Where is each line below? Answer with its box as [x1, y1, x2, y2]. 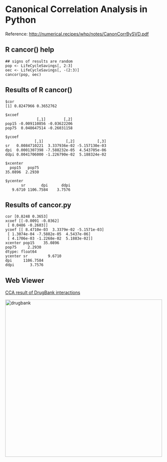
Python [5, 14, 36, 26]
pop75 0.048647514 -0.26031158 [5, 125, 73, 130]
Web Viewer [5, 276, 44, 285]
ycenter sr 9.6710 [5, 254, 62, 259]
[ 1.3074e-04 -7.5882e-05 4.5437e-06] [7, 232, 91, 237]
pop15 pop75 [10, 165, 39, 170]
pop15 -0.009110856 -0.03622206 [5, 121, 73, 126]
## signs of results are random [5, 59, 73, 64]
